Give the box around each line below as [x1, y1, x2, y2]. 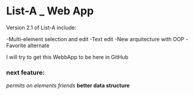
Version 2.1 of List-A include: [6, 24, 77, 31]
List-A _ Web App [6, 4, 94, 18]
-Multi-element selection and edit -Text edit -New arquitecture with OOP [6, 35, 184, 42]
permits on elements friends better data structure [6, 82, 130, 89]
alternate [27, 42, 50, 49]
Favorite [6, 42, 26, 49]
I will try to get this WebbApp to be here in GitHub [6, 53, 129, 60]
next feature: [6, 68, 45, 76]
